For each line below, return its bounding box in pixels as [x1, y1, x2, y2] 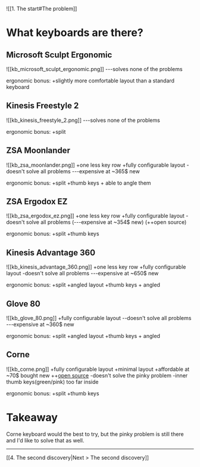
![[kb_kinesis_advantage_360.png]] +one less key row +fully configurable [6, 263, 186, 271]
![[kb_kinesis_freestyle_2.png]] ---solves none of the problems [6, 116, 161, 124]
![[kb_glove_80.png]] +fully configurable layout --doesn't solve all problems [6, 315, 192, 322]
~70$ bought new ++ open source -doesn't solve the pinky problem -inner [6, 371, 188, 379]
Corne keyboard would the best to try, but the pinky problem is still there [6, 430, 185, 438]
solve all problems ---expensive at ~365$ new [26, 167, 140, 175]
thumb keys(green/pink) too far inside [6, 378, 99, 385]
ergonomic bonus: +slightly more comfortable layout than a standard [6, 77, 174, 84]
